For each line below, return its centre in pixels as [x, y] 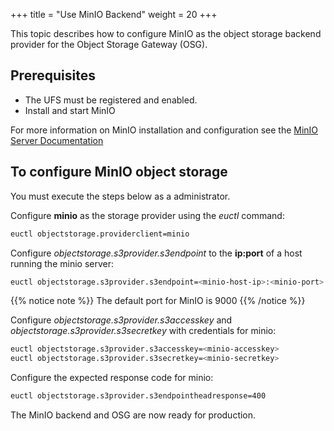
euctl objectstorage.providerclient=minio [100, 234]
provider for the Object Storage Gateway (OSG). [109, 44]
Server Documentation [57, 140]
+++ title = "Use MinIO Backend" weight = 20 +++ [114, 14]
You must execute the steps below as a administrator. [120, 196]
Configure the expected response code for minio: [112, 378]
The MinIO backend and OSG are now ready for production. [133, 415]
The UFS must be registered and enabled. [111, 100]
